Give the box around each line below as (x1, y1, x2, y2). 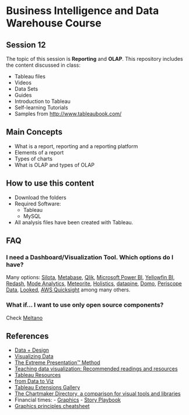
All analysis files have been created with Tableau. (14, 218, 134, 226)
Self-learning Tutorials (14, 104, 68, 111)
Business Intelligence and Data (6, 4, 159, 18)
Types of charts (14, 155, 52, 162)
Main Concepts (6, 127, 63, 137)
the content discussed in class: (6, 61, 80, 68)
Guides (14, 92, 32, 98)
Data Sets (14, 85, 38, 92)
